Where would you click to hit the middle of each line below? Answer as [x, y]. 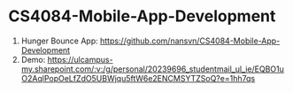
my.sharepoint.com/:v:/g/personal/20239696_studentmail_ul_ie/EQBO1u [153, 69]
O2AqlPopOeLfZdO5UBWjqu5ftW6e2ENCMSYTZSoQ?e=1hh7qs [138, 78]
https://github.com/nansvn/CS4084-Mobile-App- [190, 41]
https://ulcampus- [80, 59]
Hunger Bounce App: [59, 41]
